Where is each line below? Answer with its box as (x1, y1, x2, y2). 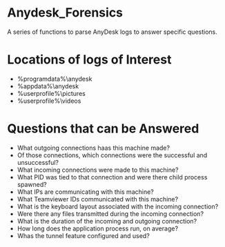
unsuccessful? (17, 158, 59, 166)
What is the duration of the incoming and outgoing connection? (17, 217, 197, 225)
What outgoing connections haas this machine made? (17, 144, 170, 152)
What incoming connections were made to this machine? (17, 166, 179, 174)
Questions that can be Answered (7, 121, 199, 137)
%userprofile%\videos (17, 97, 81, 105)
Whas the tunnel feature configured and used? (17, 231, 150, 239)
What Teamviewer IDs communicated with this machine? (17, 195, 178, 203)
